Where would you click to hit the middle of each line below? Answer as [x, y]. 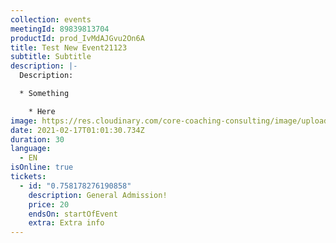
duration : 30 [37, 139]
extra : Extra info [66, 223]
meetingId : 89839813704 [60, 29]
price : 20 [49, 204]
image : [24, 121]
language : [31, 149]
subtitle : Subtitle [51, 57]
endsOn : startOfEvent [73, 214]
